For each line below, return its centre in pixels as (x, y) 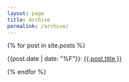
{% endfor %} (27, 72)
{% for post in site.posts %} (46, 46)
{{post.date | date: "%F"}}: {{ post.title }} (64, 59)
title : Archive (29, 20)
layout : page (26, 13)
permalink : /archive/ (38, 26)
